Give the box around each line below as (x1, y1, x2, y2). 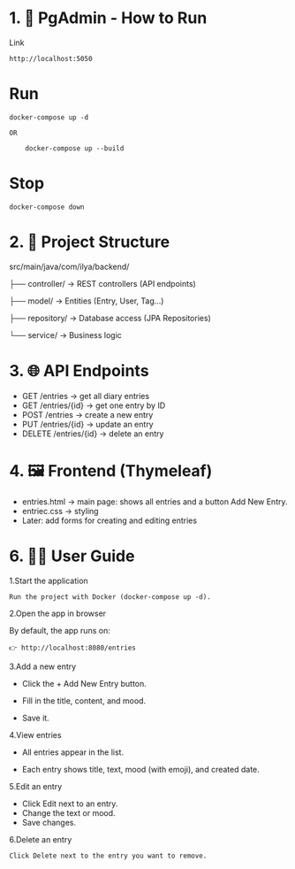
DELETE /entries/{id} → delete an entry (21, 428, 164, 439)
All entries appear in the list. (21, 747, 125, 757)
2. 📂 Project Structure (9, 232, 170, 251)
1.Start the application (9, 575, 88, 586)
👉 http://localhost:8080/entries (9, 643, 137, 652)
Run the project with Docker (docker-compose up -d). (9, 592, 212, 601)
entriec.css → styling (21, 505, 99, 516)
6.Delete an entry (9, 834, 72, 844)
